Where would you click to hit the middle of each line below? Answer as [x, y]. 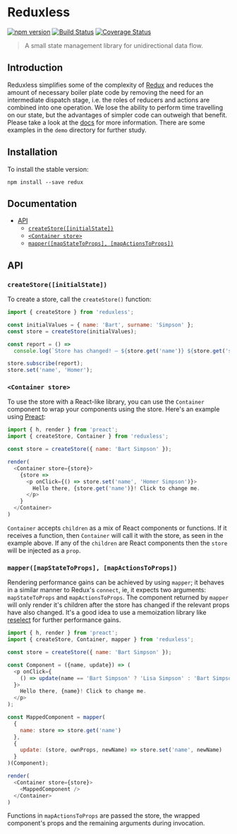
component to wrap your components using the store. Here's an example [114, 409]
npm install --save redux [45, 182]
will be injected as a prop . [44, 550]
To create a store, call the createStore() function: [79, 299]
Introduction [35, 68]
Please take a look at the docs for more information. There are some [107, 122]
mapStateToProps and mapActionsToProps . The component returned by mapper [118, 597]
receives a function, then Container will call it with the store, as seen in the [115, 535]
